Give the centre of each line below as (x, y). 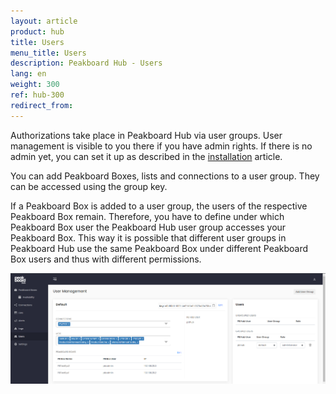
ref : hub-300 (37, 95)
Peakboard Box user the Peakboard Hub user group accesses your (148, 227)
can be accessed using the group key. (89, 186)
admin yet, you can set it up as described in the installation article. (146, 156)
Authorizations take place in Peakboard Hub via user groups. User (146, 135)
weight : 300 (35, 85)
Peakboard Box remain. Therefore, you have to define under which (147, 216)
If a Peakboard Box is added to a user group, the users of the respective (159, 206)
